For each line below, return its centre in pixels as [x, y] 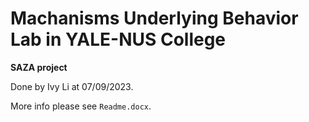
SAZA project [39, 67]
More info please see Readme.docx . [81, 106]
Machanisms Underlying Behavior [154, 18]
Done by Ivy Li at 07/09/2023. [72, 86]
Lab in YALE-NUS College [118, 39]
